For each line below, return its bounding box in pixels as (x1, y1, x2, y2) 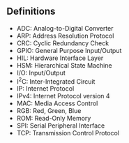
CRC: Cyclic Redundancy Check (16, 38, 109, 47)
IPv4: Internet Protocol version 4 (16, 92, 110, 100)
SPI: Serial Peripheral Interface (16, 121, 105, 130)
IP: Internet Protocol (16, 84, 75, 93)
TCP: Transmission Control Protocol (16, 129, 120, 137)
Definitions (6, 6, 56, 17)
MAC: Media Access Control (16, 99, 98, 107)
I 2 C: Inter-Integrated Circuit (16, 76, 96, 86)
